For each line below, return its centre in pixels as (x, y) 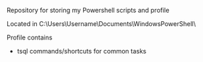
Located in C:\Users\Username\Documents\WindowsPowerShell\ (101, 24)
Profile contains (29, 37)
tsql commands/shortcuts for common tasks (82, 51)
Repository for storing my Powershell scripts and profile (88, 10)
